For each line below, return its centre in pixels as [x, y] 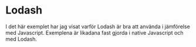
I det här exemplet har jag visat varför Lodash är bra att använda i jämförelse [98, 26]
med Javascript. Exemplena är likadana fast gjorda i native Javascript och [94, 32]
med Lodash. [21, 39]
